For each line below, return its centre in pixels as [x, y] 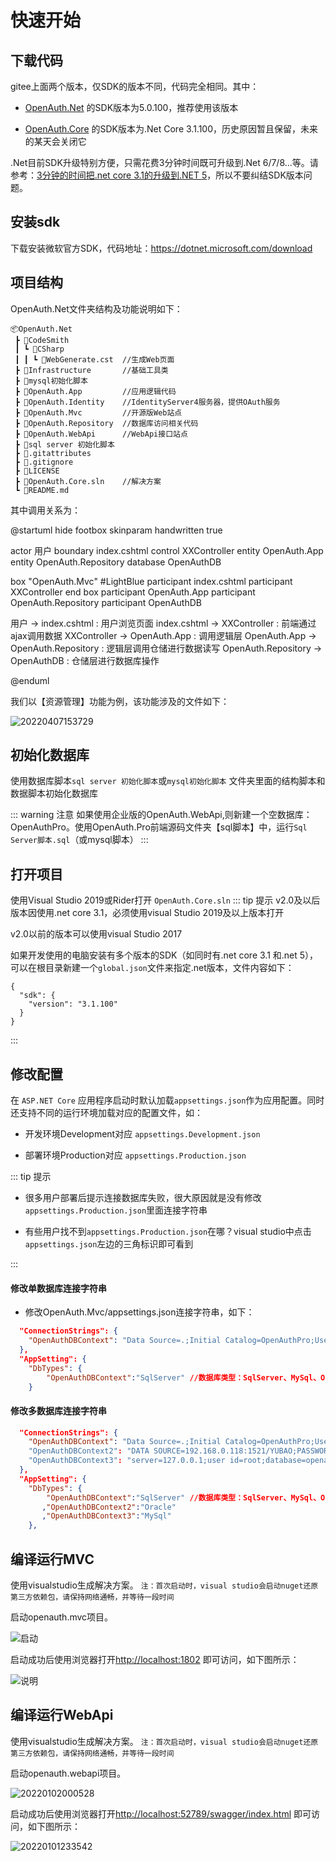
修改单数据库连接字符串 [58, 1288]
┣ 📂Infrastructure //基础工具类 [91, 370]
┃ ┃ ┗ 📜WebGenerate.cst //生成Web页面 [94, 359]
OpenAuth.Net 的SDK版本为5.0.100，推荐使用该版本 [131, 107]
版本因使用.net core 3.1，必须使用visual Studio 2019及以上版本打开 [147, 913]
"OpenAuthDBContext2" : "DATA [89, 1451]
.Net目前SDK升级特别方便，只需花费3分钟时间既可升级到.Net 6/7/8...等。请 [164, 162]
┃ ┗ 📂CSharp [39, 349]
